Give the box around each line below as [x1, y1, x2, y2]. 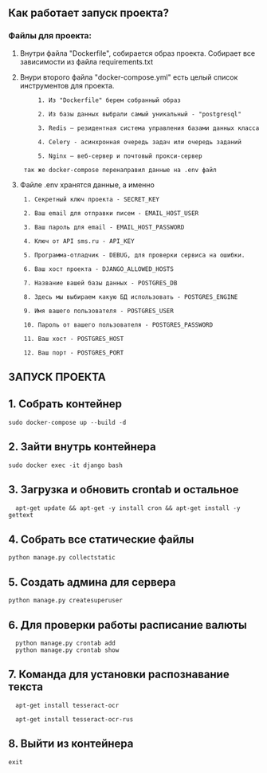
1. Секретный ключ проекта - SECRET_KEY [23, 195, 160, 203]
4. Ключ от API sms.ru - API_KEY [23, 237, 135, 245]
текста [8, 681, 44, 694]
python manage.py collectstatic [8, 554, 116, 562]
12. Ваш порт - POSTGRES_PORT [23, 348, 124, 357]
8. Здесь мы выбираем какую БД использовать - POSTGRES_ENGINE [23, 292, 238, 301]
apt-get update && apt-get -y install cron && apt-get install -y [15, 504, 241, 512]
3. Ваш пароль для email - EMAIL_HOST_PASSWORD [23, 223, 185, 231]
